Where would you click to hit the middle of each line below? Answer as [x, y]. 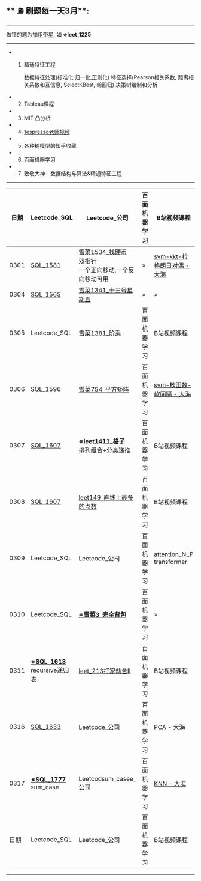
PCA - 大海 [169, 727]
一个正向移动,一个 [103, 270]
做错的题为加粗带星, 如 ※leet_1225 [49, 34]
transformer [170, 562]
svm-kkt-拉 [171, 256]
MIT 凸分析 [37, 118]
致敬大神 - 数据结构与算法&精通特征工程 [73, 173]
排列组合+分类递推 [105, 450]
